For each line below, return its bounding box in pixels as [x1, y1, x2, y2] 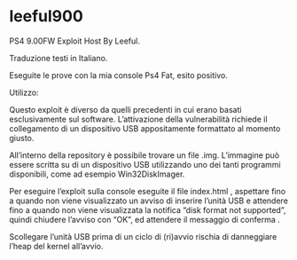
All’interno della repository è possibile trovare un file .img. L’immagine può [9, 149, 280, 161]
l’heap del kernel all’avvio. [9, 240, 104, 251]
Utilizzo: [9, 87, 39, 98]
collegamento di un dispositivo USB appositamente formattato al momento [9, 122, 281, 134]
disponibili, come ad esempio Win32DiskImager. [9, 169, 185, 179]
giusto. [9, 132, 35, 143]
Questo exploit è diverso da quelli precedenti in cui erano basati [9, 104, 242, 114]
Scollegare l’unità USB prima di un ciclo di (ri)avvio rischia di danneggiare [9, 231, 277, 241]
